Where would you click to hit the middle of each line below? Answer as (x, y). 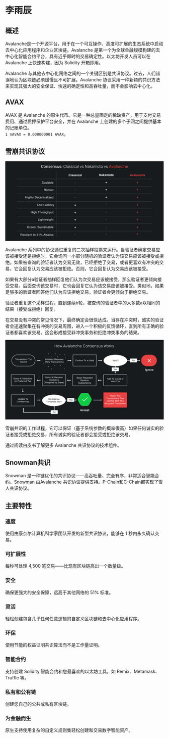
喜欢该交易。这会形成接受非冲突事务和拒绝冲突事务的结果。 (80, 332)
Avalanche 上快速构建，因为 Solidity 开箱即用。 (54, 63)
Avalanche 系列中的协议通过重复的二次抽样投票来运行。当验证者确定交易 (80, 249)
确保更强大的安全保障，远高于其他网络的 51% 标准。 (59, 592)
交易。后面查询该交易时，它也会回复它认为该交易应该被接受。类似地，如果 (87, 286)
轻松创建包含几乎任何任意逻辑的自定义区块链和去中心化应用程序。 (73, 619)
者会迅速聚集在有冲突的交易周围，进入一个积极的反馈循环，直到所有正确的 (82, 326)
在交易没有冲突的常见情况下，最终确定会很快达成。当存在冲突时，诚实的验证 (84, 319)
